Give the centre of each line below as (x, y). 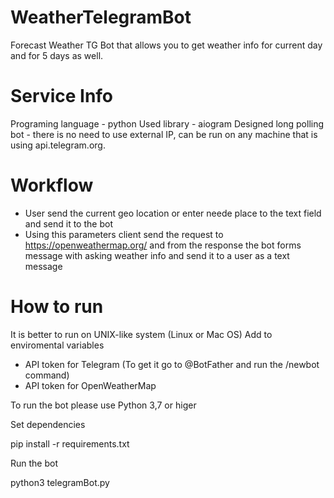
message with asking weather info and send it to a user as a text (157, 255)
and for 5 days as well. (57, 55)
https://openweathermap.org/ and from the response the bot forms (163, 245)
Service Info (62, 96)
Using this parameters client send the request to (124, 234)
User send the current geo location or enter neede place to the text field (173, 213)
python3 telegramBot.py (60, 482)
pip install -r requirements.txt (70, 443)
